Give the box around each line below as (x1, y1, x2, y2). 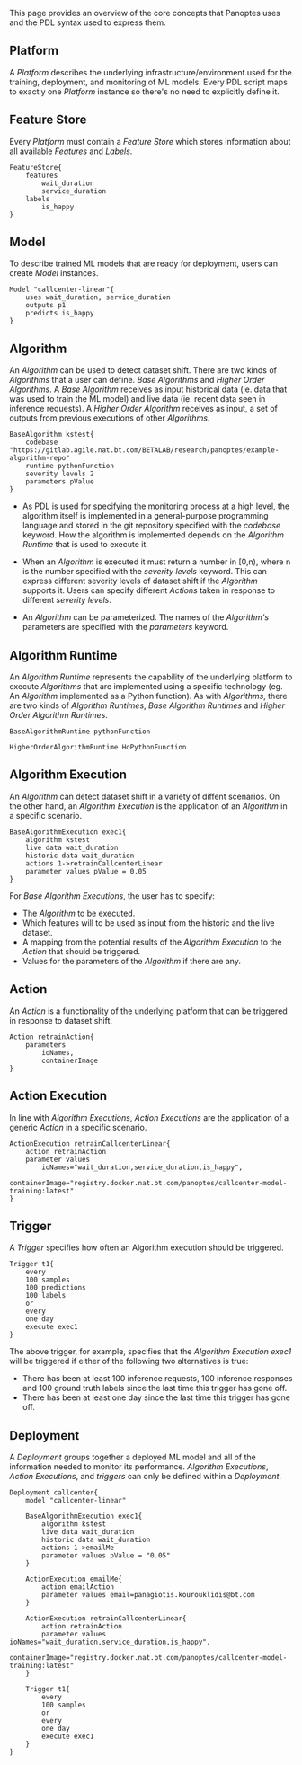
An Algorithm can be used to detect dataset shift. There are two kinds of (9, 365, 277, 376)
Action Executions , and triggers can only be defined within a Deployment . (9, 1471, 281, 1482)
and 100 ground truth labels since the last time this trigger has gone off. (22, 1383, 288, 1394)
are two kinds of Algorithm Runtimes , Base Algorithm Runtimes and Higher (9, 700, 286, 711)
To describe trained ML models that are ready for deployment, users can (9, 258, 279, 269)
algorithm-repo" (9, 454, 70, 463)
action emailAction (41, 1583, 115, 1592)
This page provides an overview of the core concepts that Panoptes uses (9, 8, 280, 18)
